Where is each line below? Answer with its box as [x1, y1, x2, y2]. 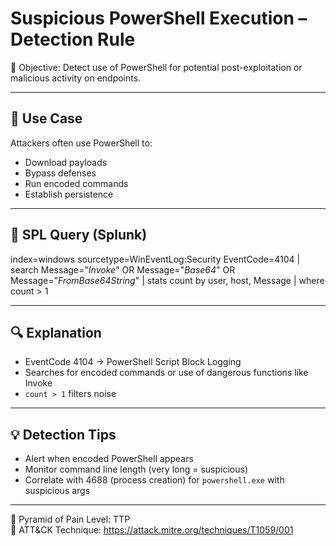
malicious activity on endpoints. [10, 72, 142, 84]
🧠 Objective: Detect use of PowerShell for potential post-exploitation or [10, 61, 303, 73]
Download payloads [24, 156, 108, 168]
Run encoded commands [24, 177, 129, 189]
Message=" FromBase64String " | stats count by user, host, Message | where [10, 274, 325, 286]
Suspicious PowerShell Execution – [10, 7, 308, 30]
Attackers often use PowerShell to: [10, 137, 153, 149]
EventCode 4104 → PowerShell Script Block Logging [24, 356, 242, 368]
